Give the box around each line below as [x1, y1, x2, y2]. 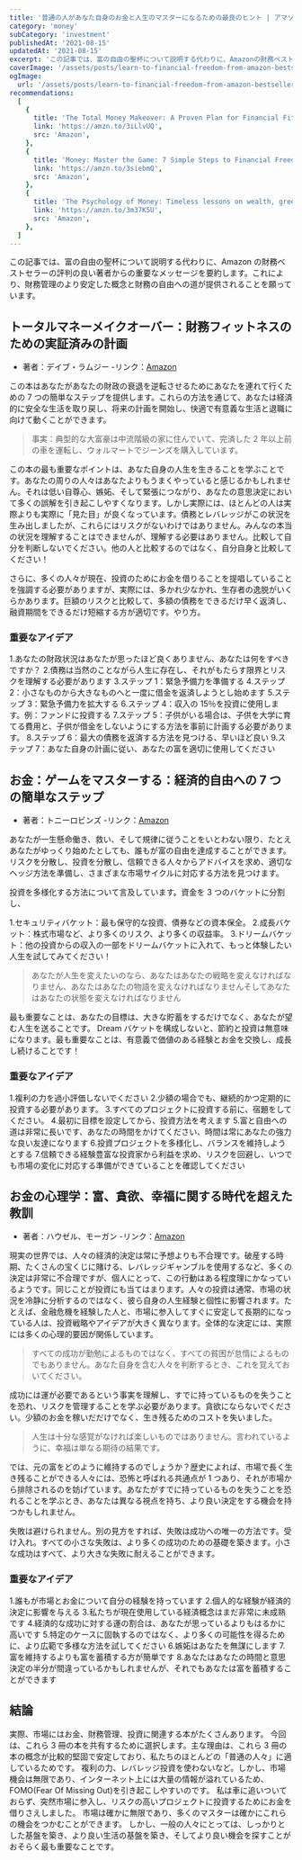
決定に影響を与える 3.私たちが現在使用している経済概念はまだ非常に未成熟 [9, 1606, 286, 1617]
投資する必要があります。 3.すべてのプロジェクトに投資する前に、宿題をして [9, 1103, 292, 1114]
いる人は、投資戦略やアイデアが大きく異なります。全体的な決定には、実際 [16, 1317, 292, 1328]
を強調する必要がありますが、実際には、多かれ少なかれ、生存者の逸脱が [9, 584, 277, 595]
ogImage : [9, 72, 42, 81]
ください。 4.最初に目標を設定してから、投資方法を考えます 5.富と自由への [9, 1115, 288, 1126]
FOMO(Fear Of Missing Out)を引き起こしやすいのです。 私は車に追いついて [9, 1784, 288, 1795]
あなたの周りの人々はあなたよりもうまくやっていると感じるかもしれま [23, 475, 283, 486]
